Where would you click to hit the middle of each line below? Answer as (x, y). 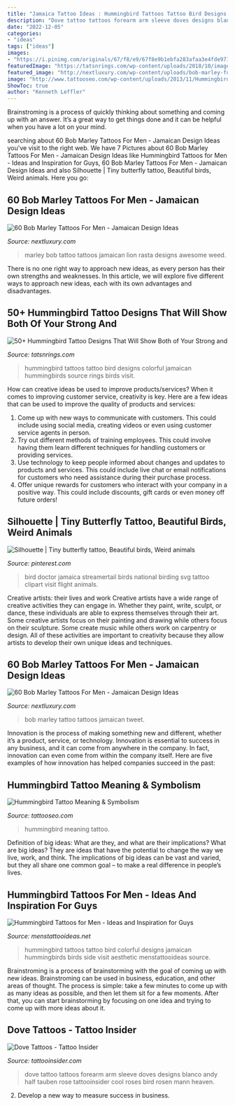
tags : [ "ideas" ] (31, 46)
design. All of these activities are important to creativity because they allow (115, 635)
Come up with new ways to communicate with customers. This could (117, 418)
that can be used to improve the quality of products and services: (101, 404)
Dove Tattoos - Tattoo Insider (72, 1030)
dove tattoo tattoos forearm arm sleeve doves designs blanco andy (121, 1074)
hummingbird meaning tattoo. (67, 829)
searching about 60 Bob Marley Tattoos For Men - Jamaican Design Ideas (114, 140)
